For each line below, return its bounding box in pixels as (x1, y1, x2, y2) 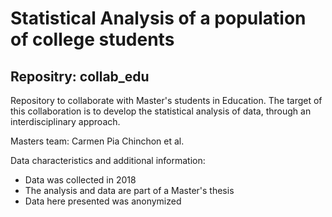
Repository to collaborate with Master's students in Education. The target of (10, 95, 323, 106)
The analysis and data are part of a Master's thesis (24, 185, 235, 196)
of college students (10, 28, 175, 51)
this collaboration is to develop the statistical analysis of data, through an (10, 105, 312, 117)
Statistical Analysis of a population (10, 7, 307, 30)
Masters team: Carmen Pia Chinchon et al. (10, 135, 185, 147)
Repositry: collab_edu (10, 68, 150, 85)
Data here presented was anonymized (24, 195, 182, 207)
